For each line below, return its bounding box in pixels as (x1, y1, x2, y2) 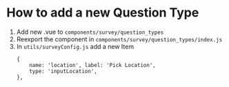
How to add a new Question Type (6, 5, 199, 21)
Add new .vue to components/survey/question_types (16, 28, 164, 36)
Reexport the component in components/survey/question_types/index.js (16, 35, 223, 43)
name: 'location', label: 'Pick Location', (29, 61, 156, 68)
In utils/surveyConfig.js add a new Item (16, 42, 135, 50)
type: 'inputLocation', (29, 68, 97, 75)
